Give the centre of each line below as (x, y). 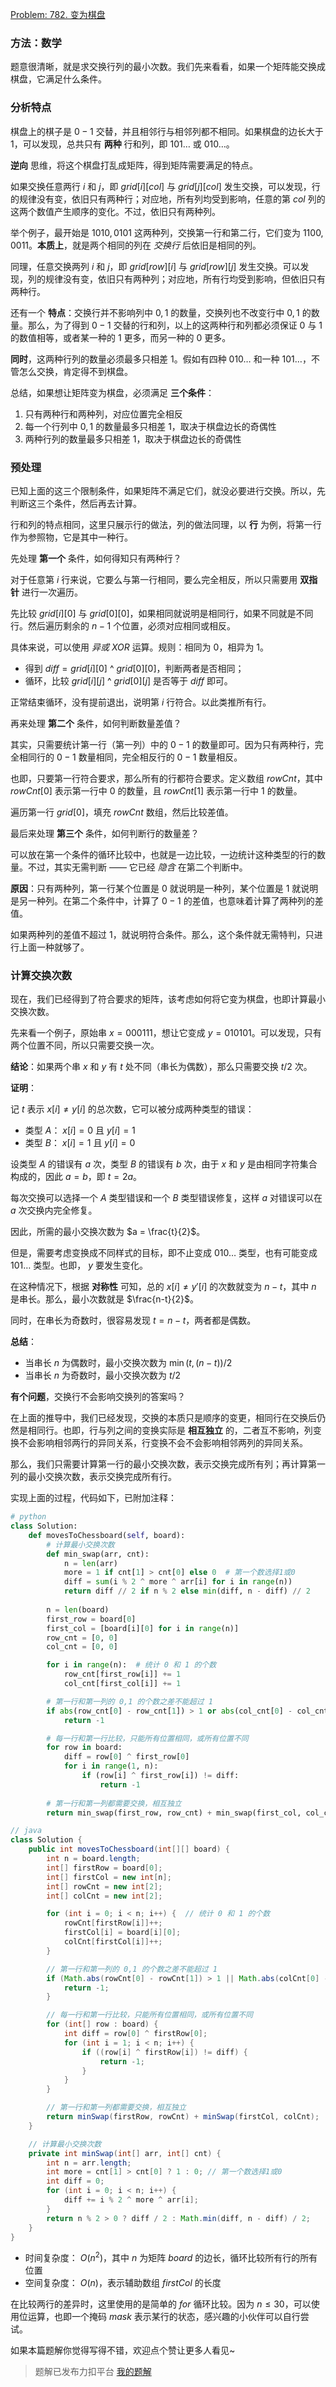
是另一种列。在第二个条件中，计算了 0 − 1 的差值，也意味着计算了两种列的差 (167, 900)
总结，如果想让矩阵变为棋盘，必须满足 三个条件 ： (112, 392)
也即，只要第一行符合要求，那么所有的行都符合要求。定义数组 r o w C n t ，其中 (166, 778)
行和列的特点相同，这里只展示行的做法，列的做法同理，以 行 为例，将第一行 (166, 524)
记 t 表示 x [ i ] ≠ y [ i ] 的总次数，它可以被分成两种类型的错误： (132, 1109)
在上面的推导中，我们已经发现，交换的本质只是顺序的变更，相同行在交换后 (163, 1418)
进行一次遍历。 (52, 592)
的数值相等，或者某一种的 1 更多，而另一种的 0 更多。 (121, 337)
